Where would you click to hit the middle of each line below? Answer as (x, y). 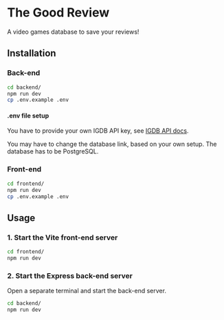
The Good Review (58, 13)
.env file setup (28, 116)
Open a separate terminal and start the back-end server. (87, 291)
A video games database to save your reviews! (73, 32)
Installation (32, 53)
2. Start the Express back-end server (70, 275)
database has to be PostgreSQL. (53, 151)
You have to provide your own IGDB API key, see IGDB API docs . (98, 131)
